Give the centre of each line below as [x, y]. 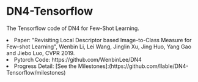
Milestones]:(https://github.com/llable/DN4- [133, 66]
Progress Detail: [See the [46, 66]
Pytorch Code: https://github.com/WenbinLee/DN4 [78, 59]
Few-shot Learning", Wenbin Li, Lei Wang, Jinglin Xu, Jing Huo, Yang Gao [99, 47]
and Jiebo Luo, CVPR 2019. [41, 53]
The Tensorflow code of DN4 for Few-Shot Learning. [73, 28]
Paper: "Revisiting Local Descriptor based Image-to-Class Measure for [103, 40]
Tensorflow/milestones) [36, 72]
